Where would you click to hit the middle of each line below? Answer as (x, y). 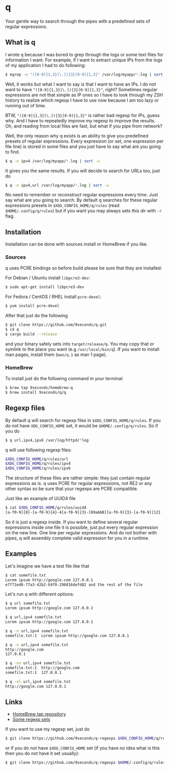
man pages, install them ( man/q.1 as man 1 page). (56, 355)
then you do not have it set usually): (42, 753)
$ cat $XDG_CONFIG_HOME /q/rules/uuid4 (46, 508)
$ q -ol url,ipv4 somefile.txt (38, 681)
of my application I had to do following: (46, 65)
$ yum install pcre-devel (32, 306)
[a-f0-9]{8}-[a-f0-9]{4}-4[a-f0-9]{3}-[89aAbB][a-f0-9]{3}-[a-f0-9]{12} (83, 513)
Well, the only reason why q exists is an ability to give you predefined (77, 135)
